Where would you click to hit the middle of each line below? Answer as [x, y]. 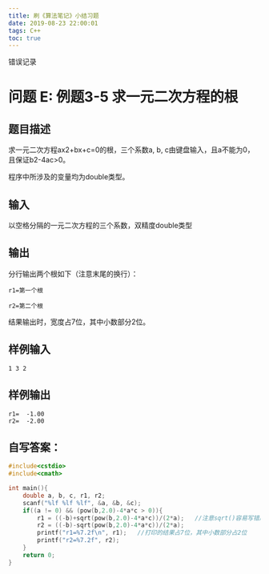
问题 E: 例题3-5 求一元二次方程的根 [123, 97]
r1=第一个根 [26, 290]
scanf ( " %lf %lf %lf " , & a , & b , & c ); [82, 503]
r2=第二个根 [26, 306]
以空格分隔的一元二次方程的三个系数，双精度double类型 [100, 226]
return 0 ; [39, 555]
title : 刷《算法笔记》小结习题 [54, 16]
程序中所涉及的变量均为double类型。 [69, 177]
